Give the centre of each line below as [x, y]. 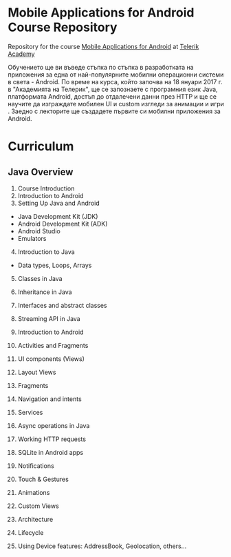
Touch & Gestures [43, 479]
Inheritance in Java [45, 292]
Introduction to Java [46, 252]
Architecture [35, 519]
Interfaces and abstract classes [62, 305]
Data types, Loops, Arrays [55, 265]
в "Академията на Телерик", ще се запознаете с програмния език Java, [113, 89]
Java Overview [41, 172]
